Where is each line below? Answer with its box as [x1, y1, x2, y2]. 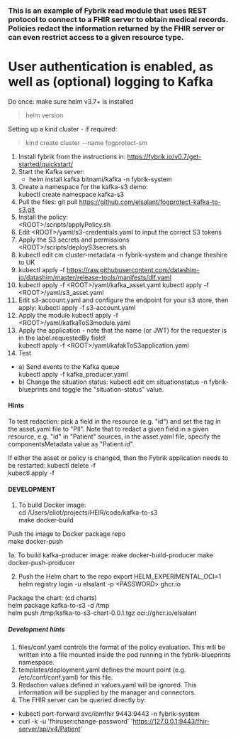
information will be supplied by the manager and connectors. [18, 688, 196, 697]
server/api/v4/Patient [18, 724, 81, 734]
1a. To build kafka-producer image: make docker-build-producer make [8, 551, 213, 559]
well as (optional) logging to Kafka [8, 74, 213, 90]
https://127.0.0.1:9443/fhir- [132, 717, 210, 726]
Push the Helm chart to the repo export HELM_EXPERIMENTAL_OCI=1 [18, 572, 222, 581]
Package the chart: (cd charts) [8, 594, 98, 602]
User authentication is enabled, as [8, 59, 214, 75]
